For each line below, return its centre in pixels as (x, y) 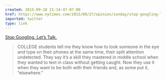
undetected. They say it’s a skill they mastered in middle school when (88, 57)
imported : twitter (24, 19)
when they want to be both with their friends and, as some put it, (83, 68)
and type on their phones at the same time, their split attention (81, 52)
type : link (16, 23)
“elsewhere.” (30, 73)
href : (11, 14)
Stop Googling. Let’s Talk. (31, 37)
